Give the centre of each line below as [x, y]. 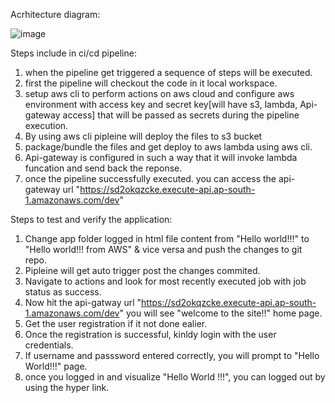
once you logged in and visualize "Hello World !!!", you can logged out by [175, 377]
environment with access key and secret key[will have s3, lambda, [161, 104]
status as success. [63, 292]
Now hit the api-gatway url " [83, 302]
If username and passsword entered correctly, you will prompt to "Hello [172, 355]
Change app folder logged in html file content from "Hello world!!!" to [167, 238]
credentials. [49, 345]
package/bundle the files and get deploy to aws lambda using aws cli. [168, 147]
